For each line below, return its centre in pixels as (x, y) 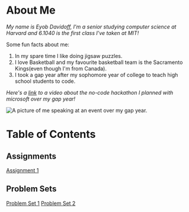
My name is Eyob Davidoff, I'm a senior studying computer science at (91, 27)
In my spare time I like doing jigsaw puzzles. (68, 56)
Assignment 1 (23, 170)
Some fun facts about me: (38, 44)
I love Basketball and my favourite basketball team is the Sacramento (99, 62)
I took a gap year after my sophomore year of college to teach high (96, 75)
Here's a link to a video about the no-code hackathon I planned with (90, 92)
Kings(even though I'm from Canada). (60, 68)
